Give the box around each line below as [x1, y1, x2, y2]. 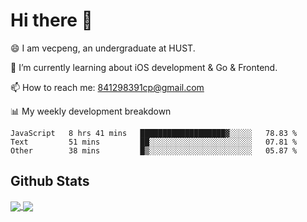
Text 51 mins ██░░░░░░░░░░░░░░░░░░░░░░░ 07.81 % [10, 137, 298, 147]
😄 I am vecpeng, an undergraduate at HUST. [10, 42, 196, 54]
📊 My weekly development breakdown [10, 105, 172, 117]
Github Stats [10, 173, 90, 190]
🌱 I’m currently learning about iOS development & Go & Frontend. [10, 61, 278, 73]
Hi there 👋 [10, 9, 93, 32]
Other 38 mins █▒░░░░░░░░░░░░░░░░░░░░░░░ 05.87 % [10, 145, 298, 156]
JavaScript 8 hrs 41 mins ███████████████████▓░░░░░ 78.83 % [10, 128, 298, 138]
